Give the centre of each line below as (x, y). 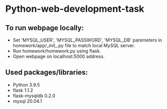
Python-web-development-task (75, 9)
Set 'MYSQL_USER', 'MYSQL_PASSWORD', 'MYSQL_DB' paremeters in (87, 40)
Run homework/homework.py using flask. (57, 51)
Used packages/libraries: (47, 72)
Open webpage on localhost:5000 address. (59, 56)
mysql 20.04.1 (27, 101)
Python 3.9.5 (26, 84)
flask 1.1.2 (23, 90)
